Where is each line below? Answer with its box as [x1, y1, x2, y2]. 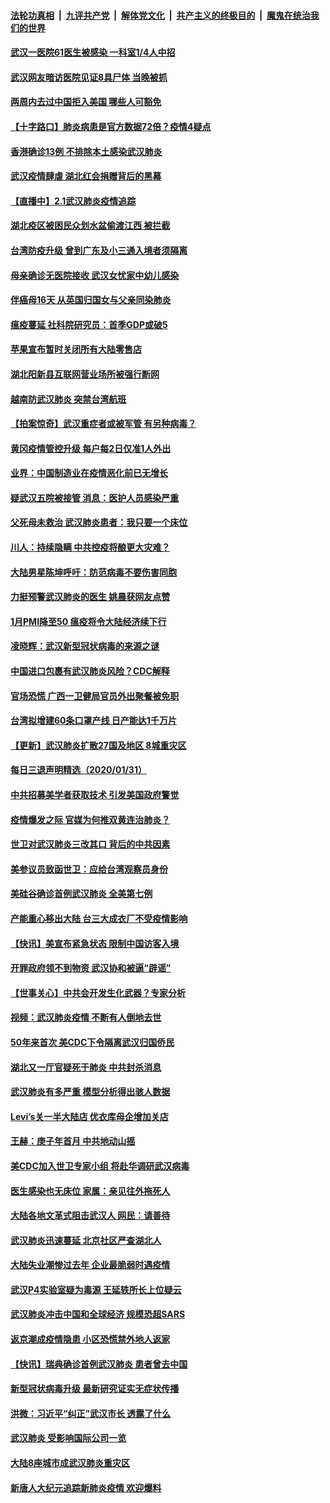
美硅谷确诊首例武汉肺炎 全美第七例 [10, 888, 153, 900]
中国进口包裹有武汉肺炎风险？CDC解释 [10, 665, 170, 677]
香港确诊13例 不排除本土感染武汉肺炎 [10, 145, 163, 157]
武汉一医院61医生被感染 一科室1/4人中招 [10, 46, 176, 59]
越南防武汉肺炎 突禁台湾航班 [10, 393, 127, 405]
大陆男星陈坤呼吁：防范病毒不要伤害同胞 [10, 566, 177, 578]
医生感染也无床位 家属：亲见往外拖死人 [10, 1185, 171, 1197]
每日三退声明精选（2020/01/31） [10, 764, 147, 776]
